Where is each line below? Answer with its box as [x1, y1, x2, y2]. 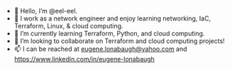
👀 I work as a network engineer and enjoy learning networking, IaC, [13, 14, 211, 23]
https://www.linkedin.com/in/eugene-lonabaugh [13, 55, 155, 63]
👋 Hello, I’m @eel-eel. [13, 7, 78, 15]
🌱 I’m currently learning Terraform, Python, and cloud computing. [13, 29, 205, 37]
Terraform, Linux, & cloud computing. [13, 22, 123, 30]
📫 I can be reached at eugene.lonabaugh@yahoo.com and [13, 45, 187, 53]
